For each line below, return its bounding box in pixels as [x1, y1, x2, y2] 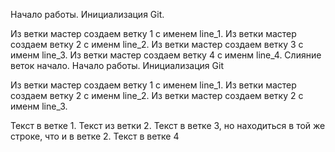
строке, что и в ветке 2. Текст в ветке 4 [10, 130, 180, 142]
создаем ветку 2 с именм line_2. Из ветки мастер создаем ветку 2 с [10, 90, 304, 101]
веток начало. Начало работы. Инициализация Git [10, 60, 224, 71]
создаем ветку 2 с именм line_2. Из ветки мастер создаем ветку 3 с [10, 39, 304, 50]
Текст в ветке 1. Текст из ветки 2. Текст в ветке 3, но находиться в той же [10, 120, 326, 131]
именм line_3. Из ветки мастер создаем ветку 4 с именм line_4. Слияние [10, 49, 322, 61]
